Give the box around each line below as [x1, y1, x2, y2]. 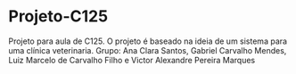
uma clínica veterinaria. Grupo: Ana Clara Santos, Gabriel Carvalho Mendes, [8, 45, 287, 55]
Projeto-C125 [8, 6, 109, 27]
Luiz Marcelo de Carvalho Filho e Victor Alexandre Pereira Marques [8, 54, 256, 65]
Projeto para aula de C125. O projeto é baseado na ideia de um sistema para [8, 36, 287, 46]
